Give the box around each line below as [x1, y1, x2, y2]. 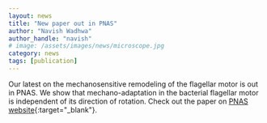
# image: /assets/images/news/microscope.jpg [8, 42, 164, 50]
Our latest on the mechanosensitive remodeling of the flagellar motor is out [8, 78, 259, 89]
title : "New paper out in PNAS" [8, 19, 117, 28]
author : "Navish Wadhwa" [8, 27, 92, 35]
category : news [8, 49, 60, 57]
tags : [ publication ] [8, 57, 78, 66]
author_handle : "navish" [8, 34, 92, 43]
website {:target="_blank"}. [8, 104, 98, 114]
